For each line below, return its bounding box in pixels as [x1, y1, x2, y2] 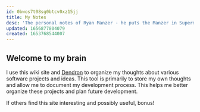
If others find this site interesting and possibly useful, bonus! [6, 99, 155, 106]
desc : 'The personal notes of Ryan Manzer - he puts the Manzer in [6, 20, 177, 26]
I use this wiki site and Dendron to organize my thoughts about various [6, 69, 179, 76]
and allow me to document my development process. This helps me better [6, 81, 189, 88]
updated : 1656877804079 [6, 25, 65, 32]
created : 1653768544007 [6, 31, 65, 37]
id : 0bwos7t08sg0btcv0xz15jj [6, 8, 79, 15]
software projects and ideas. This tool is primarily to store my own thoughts [6, 75, 192, 82]
